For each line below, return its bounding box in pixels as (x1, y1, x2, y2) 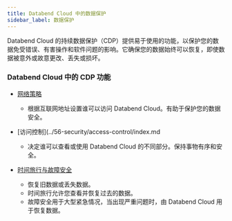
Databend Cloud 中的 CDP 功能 (7, 73, 111, 82)
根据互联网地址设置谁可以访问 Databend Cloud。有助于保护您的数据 (27, 104, 221, 113)
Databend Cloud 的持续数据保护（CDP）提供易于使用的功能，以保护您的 (7, 36, 213, 45)
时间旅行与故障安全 (17, 165, 72, 173)
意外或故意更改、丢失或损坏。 (19, 53, 104, 62)
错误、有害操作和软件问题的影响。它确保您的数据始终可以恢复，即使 (25, 45, 219, 53)
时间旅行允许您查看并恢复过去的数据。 (27, 189, 137, 197)
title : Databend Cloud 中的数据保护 (7, 10, 106, 17)
